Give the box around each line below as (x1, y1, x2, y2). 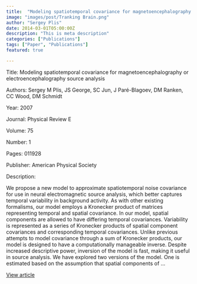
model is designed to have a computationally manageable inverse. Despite (6, 241, 187, 248)
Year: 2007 (6, 104, 33, 111)
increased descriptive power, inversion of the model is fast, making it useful (6, 247, 190, 254)
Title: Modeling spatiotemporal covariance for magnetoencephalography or (6, 69, 189, 76)
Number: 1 (6, 138, 31, 146)
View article (6, 271, 35, 278)
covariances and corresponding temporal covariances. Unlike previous (6, 228, 178, 235)
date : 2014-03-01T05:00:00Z (6, 25, 75, 31)
